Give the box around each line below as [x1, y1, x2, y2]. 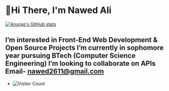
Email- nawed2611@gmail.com [5, 67, 104, 76]
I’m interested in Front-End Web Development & [5, 36, 158, 44]
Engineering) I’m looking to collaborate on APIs [5, 59, 156, 68]
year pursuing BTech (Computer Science [5, 51, 136, 60]
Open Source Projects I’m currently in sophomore [5, 44, 164, 52]
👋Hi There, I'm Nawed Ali [5, 5, 112, 16]
